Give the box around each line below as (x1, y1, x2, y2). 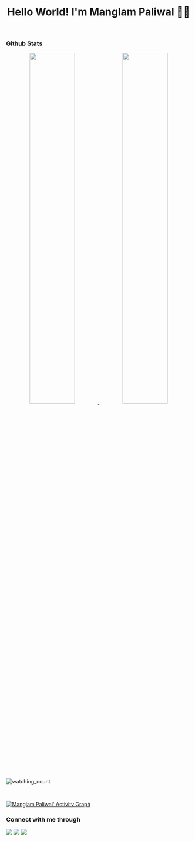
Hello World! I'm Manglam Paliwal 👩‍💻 (7, 5, 190, 19)
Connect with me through (6, 815, 80, 823)
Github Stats (6, 39, 43, 48)
